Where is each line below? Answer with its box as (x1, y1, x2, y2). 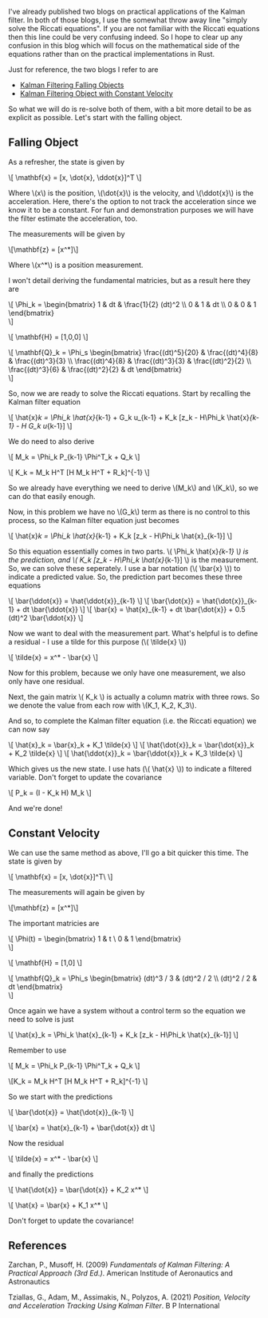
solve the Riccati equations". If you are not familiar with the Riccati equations (8, 24, 260, 33)
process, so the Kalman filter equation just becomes (8, 515, 179, 525)
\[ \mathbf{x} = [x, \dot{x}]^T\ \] (8, 872, 113, 881)
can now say (8, 724, 50, 734)
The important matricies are (8, 918, 100, 928)
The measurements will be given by (8, 229, 125, 238)
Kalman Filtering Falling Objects (19, 80, 124, 90)
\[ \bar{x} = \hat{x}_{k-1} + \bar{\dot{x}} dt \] (8, 1123, 156, 1132)
